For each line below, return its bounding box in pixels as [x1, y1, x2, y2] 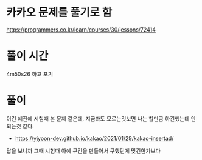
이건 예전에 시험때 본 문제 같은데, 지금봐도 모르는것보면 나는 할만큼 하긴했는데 [6, 115, 190, 122]
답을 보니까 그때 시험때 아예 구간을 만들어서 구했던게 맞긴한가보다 [6, 147, 161, 155]
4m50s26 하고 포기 [6, 70, 54, 78]
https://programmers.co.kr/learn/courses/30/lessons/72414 [6, 25, 156, 33]
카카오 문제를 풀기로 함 [6, 5, 113, 19]
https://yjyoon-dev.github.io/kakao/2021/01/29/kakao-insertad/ [15, 135, 174, 142]
